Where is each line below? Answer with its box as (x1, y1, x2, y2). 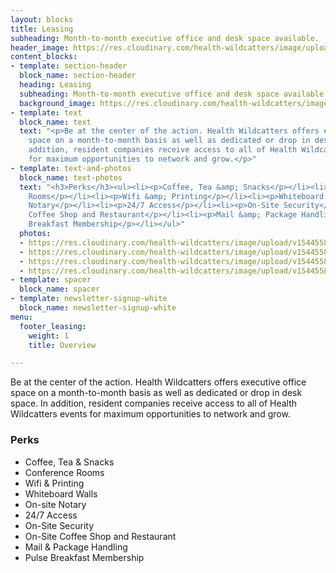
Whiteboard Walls (24, 487, 98, 500)
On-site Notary (24, 498, 87, 510)
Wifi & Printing (24, 477, 85, 489)
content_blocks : (10, 52, 78, 62)
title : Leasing (10, 24, 74, 34)
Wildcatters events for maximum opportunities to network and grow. (10, 408, 291, 420)
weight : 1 (28, 331, 70, 341)
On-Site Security (24, 519, 95, 531)
